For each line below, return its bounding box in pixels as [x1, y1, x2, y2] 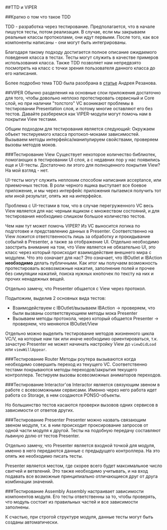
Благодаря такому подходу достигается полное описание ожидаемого [5, 49, 157, 55]
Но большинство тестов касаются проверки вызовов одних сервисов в [5, 402, 158, 408]
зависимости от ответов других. [5, 407, 74, 413]
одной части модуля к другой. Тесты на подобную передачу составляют [5, 428, 161, 433]
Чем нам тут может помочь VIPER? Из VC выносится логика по [5, 223, 141, 229]
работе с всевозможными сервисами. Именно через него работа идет [5, 387, 157, 393]
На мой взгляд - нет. [5, 167, 49, 173]
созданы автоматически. [5, 519, 59, 525]
